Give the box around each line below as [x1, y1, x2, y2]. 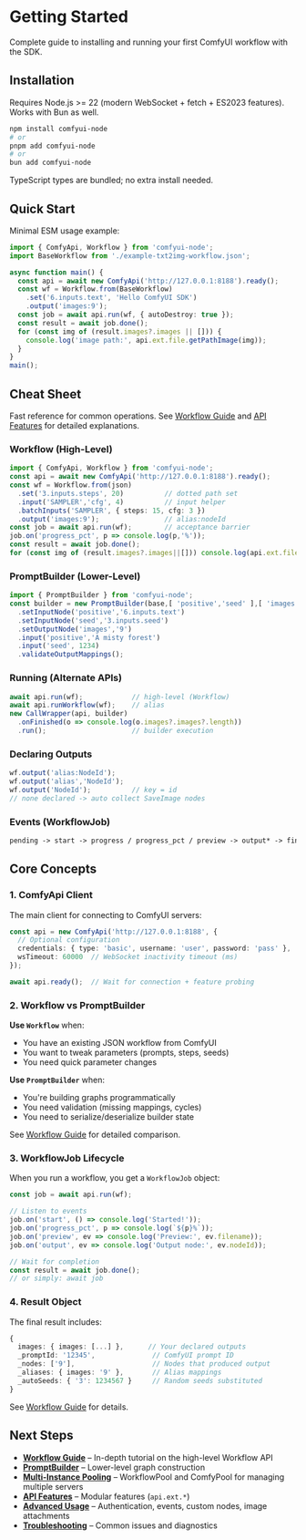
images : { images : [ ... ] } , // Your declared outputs [17, 1342, 247, 1351]
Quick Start [9, 201, 76, 216]
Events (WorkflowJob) [9, 815, 111, 828]
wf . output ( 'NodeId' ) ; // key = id [9, 785, 178, 794]
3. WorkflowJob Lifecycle [9, 1152, 125, 1164]
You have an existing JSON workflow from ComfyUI [22, 1038, 217, 1049]
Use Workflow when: [9, 1019, 85, 1031]
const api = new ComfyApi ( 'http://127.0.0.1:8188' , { [9, 927, 219, 936]
